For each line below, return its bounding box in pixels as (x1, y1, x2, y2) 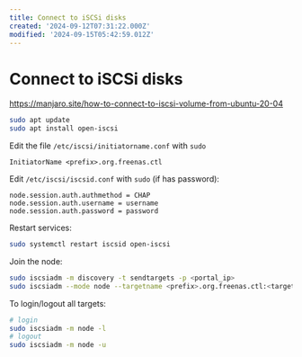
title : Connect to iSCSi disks (9, 13, 127, 22)
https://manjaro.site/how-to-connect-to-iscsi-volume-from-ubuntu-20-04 (9, 98, 283, 109)
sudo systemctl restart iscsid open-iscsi (9, 240, 171, 249)
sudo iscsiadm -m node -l (9, 324, 106, 333)
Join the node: (9, 255, 63, 266)
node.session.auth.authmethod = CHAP (9, 191, 151, 201)
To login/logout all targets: (9, 298, 106, 308)
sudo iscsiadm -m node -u (9, 341, 106, 350)
